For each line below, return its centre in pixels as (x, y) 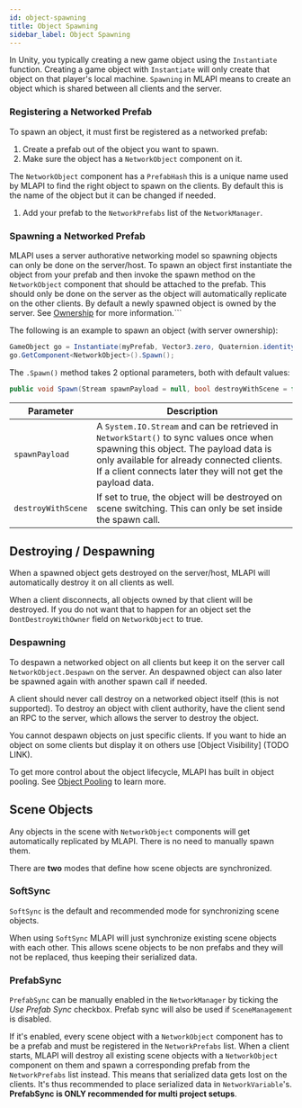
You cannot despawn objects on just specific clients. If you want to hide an (148, 735)
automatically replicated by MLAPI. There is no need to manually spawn (142, 841)
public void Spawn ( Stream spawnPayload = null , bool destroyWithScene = (148, 389)
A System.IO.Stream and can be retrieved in (187, 426)
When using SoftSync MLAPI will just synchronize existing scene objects (143, 938)
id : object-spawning (48, 18)
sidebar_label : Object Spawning (70, 34)
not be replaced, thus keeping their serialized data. (103, 957)
